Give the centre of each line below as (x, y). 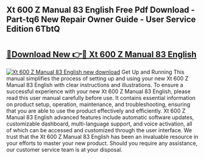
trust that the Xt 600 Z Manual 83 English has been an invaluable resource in (102, 137)
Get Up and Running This (153, 72)
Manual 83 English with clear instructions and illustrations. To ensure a (95, 85)
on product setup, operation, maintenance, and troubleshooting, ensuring (98, 104)
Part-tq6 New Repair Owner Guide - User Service (101, 20)
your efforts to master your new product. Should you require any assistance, (102, 143)
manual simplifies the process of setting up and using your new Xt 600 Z (97, 78)
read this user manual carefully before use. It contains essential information (101, 98)
